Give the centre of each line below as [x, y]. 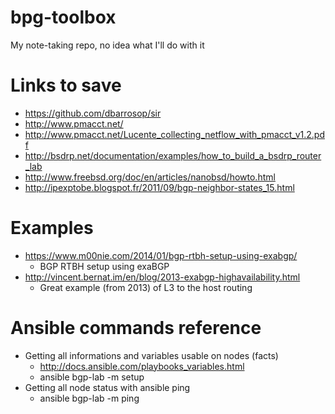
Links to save [66, 85]
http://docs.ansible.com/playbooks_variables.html [142, 366]
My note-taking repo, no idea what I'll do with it [107, 45]
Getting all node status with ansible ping [107, 387]
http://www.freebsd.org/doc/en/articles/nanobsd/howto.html [150, 177]
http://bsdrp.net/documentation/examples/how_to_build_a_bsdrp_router [173, 155]
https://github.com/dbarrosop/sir [93, 113]
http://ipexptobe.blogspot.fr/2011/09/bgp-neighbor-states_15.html [159, 187]
